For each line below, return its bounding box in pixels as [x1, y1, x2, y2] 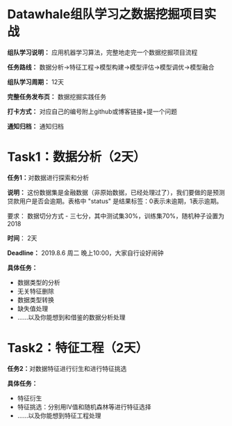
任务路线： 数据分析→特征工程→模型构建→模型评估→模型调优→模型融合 [7, 63, 215, 71]
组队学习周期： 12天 [7, 77, 65, 86]
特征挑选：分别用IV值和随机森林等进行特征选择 [17, 402, 151, 411]
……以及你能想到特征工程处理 [17, 411, 101, 420]
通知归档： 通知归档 [7, 122, 64, 130]
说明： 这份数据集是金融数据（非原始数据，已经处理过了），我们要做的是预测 [7, 188, 225, 196]
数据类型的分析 [17, 278, 60, 286]
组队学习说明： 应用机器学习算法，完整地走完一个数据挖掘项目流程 [7, 48, 198, 56]
